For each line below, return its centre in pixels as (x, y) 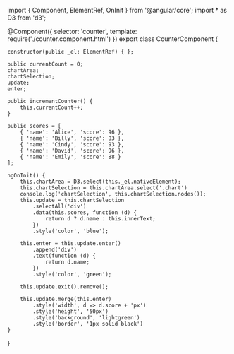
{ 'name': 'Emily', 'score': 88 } (70, 157)
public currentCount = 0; (45, 64)
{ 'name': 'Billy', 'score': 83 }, (72, 138)
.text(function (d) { (64, 256)
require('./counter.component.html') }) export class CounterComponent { (113, 39)
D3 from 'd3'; (27, 18)
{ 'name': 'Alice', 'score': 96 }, (72, 132)
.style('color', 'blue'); (71, 231)
